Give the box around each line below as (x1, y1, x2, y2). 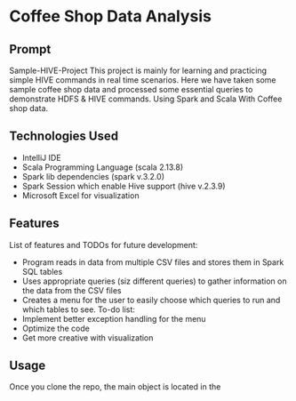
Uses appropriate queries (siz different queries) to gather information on (21, 276, 287, 286)
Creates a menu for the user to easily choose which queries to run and (21, 294, 281, 305)
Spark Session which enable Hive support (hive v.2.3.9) (21, 180, 226, 191)
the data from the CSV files (21, 285, 122, 295)
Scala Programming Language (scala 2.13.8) (21, 162, 184, 172)
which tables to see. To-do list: (21, 304, 136, 315)
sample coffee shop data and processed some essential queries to (9, 84, 253, 94)
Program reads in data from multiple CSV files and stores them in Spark (21, 256, 284, 268)
